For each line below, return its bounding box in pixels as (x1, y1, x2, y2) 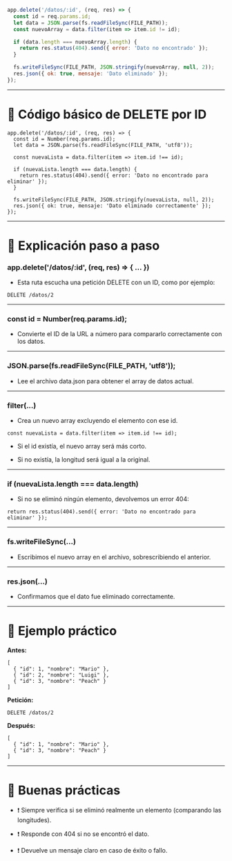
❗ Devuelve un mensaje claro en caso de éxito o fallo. (17, 846, 168, 854)
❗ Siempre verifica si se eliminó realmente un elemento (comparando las (17, 806, 222, 814)
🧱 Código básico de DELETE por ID (7, 106, 207, 122)
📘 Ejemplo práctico (7, 623, 117, 639)
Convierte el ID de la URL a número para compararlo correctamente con (17, 330, 222, 338)
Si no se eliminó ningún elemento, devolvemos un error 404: (17, 495, 190, 503)
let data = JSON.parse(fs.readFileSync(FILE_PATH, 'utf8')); (13, 141, 193, 148)
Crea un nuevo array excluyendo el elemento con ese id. (17, 417, 178, 425)
